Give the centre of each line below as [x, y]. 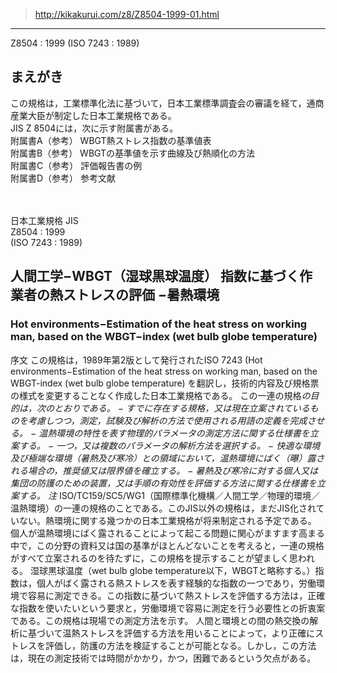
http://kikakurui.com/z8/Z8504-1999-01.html [127, 14]
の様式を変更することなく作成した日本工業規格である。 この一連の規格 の [160, 395]
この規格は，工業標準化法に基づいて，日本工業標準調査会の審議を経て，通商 [167, 103]
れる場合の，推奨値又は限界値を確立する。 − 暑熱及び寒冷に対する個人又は [164, 470]
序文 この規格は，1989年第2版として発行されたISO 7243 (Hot [136, 360]
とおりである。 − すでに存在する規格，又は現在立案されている [181, 408]
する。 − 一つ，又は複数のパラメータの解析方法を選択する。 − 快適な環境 [169, 445]
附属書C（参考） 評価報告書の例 [76, 165]
